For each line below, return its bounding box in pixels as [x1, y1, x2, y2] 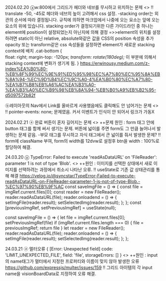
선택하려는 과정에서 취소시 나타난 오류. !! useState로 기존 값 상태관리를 [18, 167, 155, 173]
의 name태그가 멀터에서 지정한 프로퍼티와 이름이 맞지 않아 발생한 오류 [5, 258, 140, 264]
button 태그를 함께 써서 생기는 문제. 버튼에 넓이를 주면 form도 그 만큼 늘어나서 [5, 126, 156, 131]
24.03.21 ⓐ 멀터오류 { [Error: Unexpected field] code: [5, 246, 113, 252]
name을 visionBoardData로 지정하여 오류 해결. [5, 271, 97, 277]
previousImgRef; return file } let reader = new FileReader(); [5, 225, 125, 231]
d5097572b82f [5, 93, 36, 98]
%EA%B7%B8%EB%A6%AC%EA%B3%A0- [5, 82, 96, 88]
